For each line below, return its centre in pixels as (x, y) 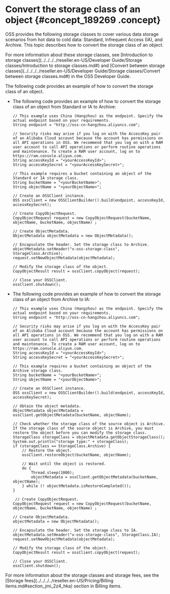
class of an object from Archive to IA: (51, 299)
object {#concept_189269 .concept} (83, 20)
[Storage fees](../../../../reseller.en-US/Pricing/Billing (59, 580)
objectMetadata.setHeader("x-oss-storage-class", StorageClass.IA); (87, 535)
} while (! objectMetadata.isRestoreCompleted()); (77, 486)
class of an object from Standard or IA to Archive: (64, 106)
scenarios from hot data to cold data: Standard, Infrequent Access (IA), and (84, 40)
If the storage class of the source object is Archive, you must (83, 428)
